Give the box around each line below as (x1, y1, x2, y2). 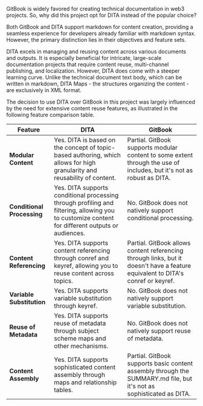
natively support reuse (127, 327, 192, 335)
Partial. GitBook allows (127, 239, 191, 247)
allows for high (54, 159, 96, 167)
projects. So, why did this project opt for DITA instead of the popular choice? (6, 12, 197, 19)
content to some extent (127, 151, 193, 159)
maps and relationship (54, 378, 117, 387)
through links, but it (127, 254, 182, 262)
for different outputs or (54, 221, 119, 230)
